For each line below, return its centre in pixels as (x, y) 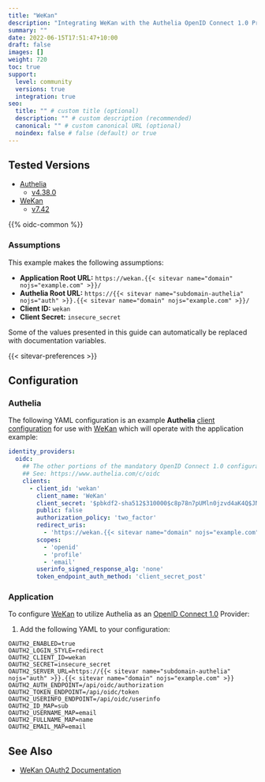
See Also (30, 751)
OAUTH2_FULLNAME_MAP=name (50, 720)
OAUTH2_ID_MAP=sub (38, 706)
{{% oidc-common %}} (46, 225)
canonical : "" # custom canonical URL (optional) (98, 126)
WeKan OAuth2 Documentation (70, 770)
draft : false (30, 45)
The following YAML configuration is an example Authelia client (112, 421)
